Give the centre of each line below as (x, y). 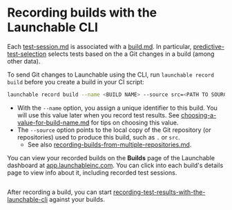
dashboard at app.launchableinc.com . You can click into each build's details (115, 165)
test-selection (27, 54)
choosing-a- (199, 115)
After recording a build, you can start (59, 192)
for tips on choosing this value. (135, 122)
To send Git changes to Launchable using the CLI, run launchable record (110, 75)
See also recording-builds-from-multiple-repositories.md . (109, 144)
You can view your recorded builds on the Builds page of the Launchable (111, 157)
